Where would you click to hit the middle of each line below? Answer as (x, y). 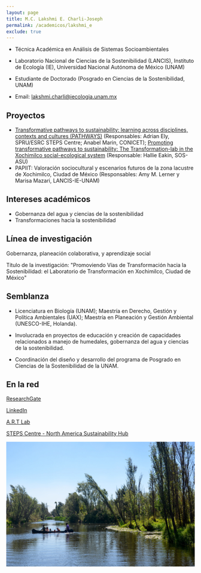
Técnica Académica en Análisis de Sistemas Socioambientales (92, 49)
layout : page (22, 13)
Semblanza (28, 297)
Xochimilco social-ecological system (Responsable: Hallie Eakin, (94, 155)
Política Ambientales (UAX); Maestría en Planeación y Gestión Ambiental (104, 317)
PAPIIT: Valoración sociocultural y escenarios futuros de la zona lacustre (104, 168)
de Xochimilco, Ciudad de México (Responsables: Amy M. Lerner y (97, 174)
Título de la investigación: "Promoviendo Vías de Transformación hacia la (96, 265)
